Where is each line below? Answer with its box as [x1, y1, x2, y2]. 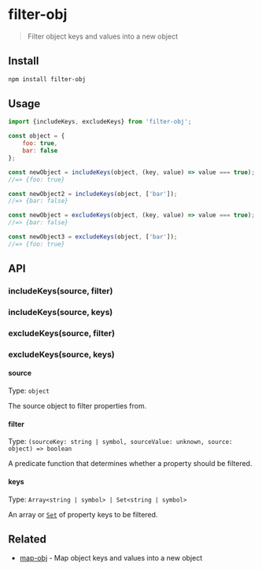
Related [8, 532, 47, 546]
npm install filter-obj [8, 75, 87, 83]
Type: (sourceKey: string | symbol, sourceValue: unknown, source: [8, 437, 233, 446]
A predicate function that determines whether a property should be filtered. [8, 459, 253, 468]
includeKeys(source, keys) [8, 307, 113, 318]
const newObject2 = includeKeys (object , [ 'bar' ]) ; [8, 190, 178, 198]
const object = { [8, 132, 65, 140]
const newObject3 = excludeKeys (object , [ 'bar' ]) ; [8, 233, 178, 241]
